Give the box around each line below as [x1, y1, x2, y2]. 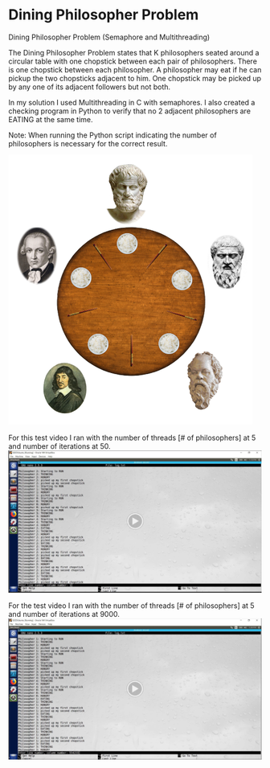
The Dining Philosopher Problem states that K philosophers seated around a [8, 47, 260, 57]
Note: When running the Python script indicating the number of [8, 130, 217, 140]
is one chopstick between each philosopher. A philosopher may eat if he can [8, 64, 262, 74]
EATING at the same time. [8, 114, 93, 124]
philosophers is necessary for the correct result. [8, 138, 168, 148]
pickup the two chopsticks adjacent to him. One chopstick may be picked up [8, 73, 262, 83]
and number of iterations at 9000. [8, 609, 121, 618]
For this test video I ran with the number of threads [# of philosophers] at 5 [8, 433, 256, 442]
